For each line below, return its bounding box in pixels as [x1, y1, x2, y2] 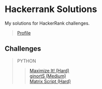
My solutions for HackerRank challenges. [5, 20, 90, 26]
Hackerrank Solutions [5, 4, 97, 15]
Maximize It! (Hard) [29, 67, 70, 73]
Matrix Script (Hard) [29, 78, 71, 84]
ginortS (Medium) [29, 73, 66, 79]
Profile [17, 30, 31, 36]
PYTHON [17, 58, 36, 64]
